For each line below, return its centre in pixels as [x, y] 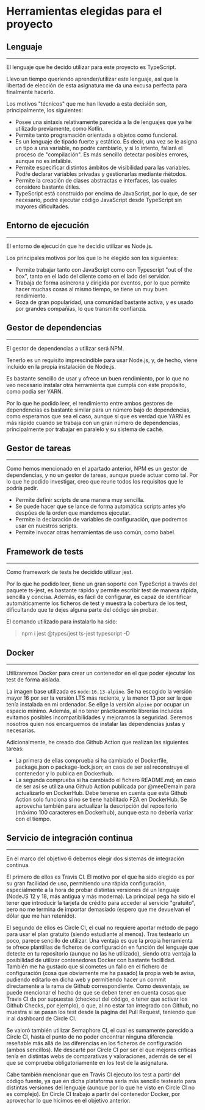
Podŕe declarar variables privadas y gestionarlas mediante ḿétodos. [101, 174]
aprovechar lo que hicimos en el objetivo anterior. [69, 1100]
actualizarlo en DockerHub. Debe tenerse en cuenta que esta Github [101, 793]
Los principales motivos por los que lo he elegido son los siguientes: [92, 258]
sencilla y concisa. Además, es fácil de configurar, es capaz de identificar [99, 597]
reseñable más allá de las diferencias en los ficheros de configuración [94, 1043]
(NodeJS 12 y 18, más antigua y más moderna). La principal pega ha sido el [101, 896]
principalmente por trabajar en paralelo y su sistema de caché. [85, 429]
